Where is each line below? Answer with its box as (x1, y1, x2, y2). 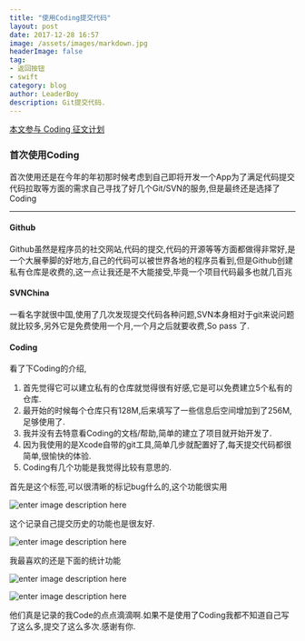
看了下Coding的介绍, (9, 363, 87, 374)
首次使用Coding (9, 149, 80, 162)
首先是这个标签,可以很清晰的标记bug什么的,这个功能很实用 (9, 481, 228, 492)
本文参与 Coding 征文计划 (9, 124, 105, 135)
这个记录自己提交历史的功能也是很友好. (9, 518, 156, 529)
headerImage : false (9, 47, 84, 56)
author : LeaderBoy (9, 89, 79, 98)
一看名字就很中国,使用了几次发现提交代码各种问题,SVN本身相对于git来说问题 (9, 309, 295, 320)
